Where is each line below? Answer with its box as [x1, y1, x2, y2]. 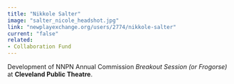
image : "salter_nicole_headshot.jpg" [7, 17, 119, 24]
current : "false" [7, 30, 59, 37]
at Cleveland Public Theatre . [7, 70, 93, 78]
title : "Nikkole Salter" [7, 10, 81, 18]
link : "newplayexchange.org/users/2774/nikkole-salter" [7, 23, 176, 30]
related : [7, 37, 33, 44]
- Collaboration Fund [7, 43, 72, 50]
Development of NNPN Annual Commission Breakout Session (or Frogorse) [7, 63, 228, 71]
